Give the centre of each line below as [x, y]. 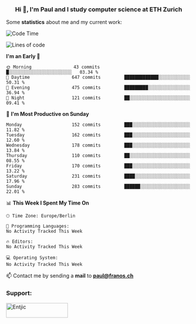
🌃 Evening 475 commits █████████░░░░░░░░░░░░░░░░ [98, 88]
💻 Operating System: [32, 258]
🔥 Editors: [20, 242]
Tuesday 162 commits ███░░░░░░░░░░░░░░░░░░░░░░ [98, 135]
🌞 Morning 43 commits [53, 67]
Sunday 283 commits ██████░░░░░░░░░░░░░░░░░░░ [98, 187]
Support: [19, 293]
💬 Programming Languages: [38, 226]
